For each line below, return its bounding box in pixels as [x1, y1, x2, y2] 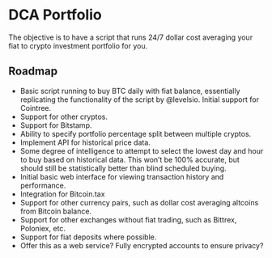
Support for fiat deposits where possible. [19, 232, 157, 242]
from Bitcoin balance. [19, 206, 91, 216]
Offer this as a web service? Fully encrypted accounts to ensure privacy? [19, 240, 264, 250]
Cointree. [19, 103, 52, 112]
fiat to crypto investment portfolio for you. [8, 40, 148, 50]
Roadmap [8, 65, 58, 78]
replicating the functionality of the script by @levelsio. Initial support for [19, 95, 259, 104]
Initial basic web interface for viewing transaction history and [19, 171, 224, 181]
